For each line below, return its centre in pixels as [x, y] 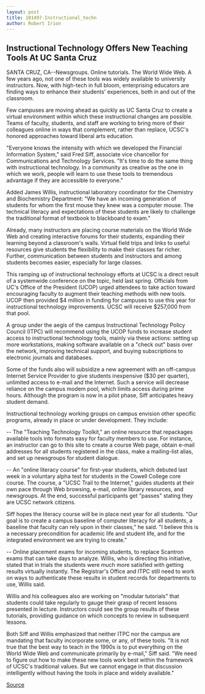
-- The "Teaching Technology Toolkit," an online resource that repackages [100, 432]
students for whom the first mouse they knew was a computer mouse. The [100, 205]
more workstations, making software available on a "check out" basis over [100, 345]
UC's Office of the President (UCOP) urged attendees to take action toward [101, 287]
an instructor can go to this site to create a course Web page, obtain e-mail [101, 445]
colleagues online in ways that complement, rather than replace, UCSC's [98, 130]
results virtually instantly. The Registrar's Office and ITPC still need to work [100, 571]
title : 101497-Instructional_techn [52, 18]
